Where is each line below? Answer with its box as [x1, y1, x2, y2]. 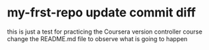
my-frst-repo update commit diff [7, 5, 196, 21]
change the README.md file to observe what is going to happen [7, 34, 188, 42]
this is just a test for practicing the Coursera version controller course [7, 27, 203, 36]
